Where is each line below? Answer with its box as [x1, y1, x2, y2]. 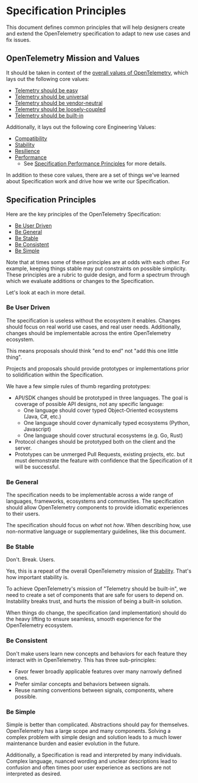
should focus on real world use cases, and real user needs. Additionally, [6, 323, 181, 330]
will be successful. [14, 463, 60, 470]
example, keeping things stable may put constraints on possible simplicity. [6, 265, 187, 272]
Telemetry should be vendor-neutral [14, 99, 103, 106]
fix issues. [6, 36, 31, 43]
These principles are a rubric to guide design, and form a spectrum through [6, 271, 190, 278]
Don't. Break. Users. [6, 556, 56, 563]
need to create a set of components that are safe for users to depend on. [6, 592, 184, 599]
